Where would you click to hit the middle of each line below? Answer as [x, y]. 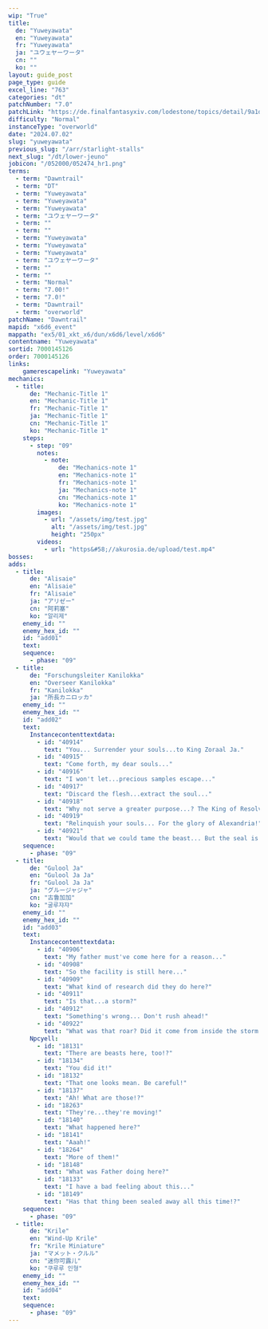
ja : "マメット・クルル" [64, 1253]
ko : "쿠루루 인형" [55, 1268]
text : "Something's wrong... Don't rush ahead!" [126, 1016]
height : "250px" [78, 535]
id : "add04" [42, 1291]
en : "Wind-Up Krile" [63, 1239]
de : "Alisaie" [53, 579]
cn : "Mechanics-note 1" [98, 497]
